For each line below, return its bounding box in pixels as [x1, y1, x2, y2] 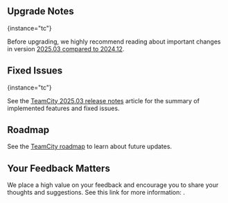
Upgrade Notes [7, 6, 74, 17]
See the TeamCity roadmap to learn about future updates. [7, 142, 172, 151]
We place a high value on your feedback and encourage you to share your [7, 181, 219, 189]
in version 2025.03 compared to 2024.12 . [7, 44, 125, 53]
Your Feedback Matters [7, 162, 111, 174]
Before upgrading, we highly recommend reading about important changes [7, 37, 221, 46]
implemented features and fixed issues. [7, 104, 120, 112]
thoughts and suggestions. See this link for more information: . [7, 188, 185, 197]
